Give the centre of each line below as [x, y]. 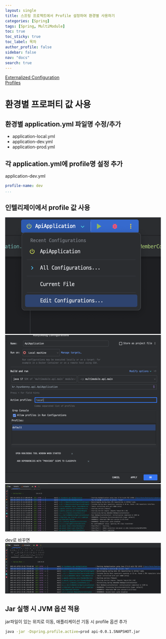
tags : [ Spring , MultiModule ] [35, 26]
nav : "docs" [17, 58]
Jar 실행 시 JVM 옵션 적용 [42, 608]
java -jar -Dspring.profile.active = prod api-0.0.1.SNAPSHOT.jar [73, 632]
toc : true [15, 32]
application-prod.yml [34, 147]
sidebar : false [21, 52]
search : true [19, 63]
